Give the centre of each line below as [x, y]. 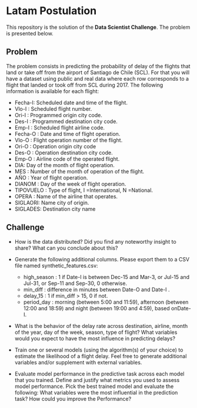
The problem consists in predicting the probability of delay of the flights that [98, 66]
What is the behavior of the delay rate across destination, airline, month [101, 326]
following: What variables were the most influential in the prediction [96, 392]
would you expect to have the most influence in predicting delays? [95, 338]
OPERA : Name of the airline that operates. [66, 196]
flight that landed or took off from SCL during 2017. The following [85, 85]
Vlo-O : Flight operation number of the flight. [69, 140]
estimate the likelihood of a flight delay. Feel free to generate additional [101, 356]
